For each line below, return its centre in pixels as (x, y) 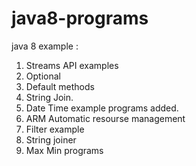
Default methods (60, 86)
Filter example (55, 129)
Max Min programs (64, 150)
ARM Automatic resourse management (105, 118)
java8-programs (80, 18)
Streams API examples (72, 65)
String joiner (51, 139)
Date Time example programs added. (102, 108)
